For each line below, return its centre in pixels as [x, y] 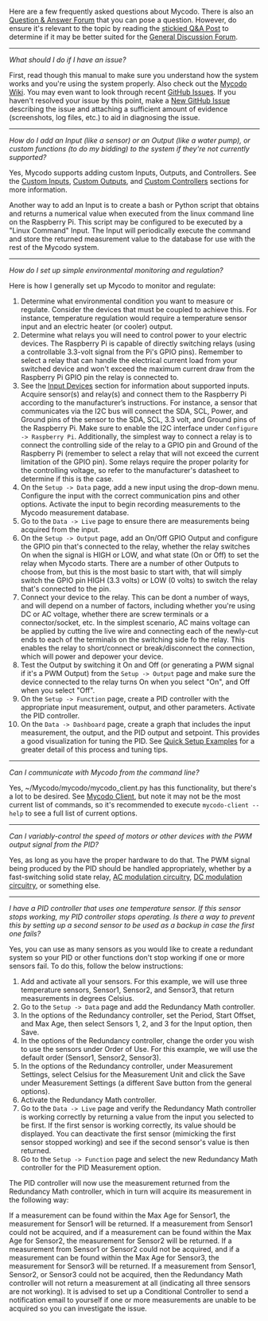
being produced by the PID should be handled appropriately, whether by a [130, 868]
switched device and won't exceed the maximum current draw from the [138, 369]
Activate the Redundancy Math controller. [89, 1100]
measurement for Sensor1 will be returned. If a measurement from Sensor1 [131, 1224]
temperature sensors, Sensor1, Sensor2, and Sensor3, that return [127, 990]
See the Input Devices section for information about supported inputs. [135, 386]
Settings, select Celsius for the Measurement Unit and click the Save [133, 1075]
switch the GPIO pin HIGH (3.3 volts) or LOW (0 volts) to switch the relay [139, 580]
